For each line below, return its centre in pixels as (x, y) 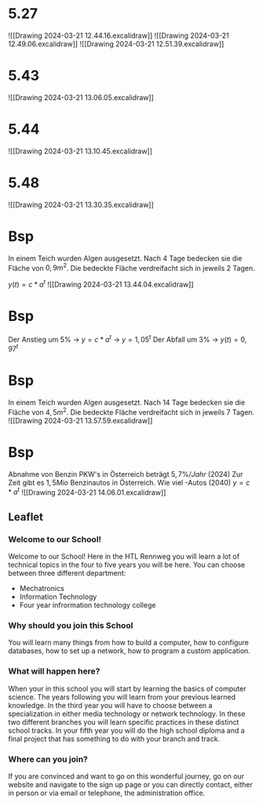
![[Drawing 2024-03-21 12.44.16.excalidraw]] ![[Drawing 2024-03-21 (119, 35)
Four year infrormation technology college (88, 605)
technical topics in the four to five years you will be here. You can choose (127, 565)
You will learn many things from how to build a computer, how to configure (128, 643)
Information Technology (58, 597)
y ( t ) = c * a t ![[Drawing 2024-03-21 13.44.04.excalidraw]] (101, 284)
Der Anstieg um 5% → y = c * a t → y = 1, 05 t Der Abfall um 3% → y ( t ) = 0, (128, 338)
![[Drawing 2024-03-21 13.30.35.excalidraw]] (81, 205)
